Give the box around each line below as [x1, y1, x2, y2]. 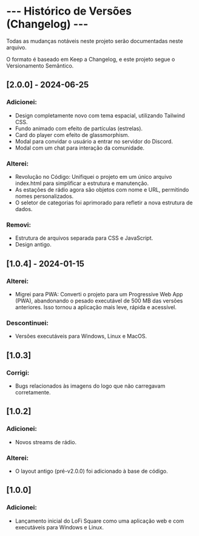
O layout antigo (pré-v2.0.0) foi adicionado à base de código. [15, 467, 168, 475]
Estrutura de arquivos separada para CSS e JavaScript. [15, 234, 153, 242]
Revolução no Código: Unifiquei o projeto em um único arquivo [15, 173, 172, 180]
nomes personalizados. [15, 192, 74, 200]
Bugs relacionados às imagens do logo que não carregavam [15, 382, 166, 389]
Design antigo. [15, 241, 52, 248]
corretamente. [15, 388, 51, 396]
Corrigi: [6, 368, 30, 377]
